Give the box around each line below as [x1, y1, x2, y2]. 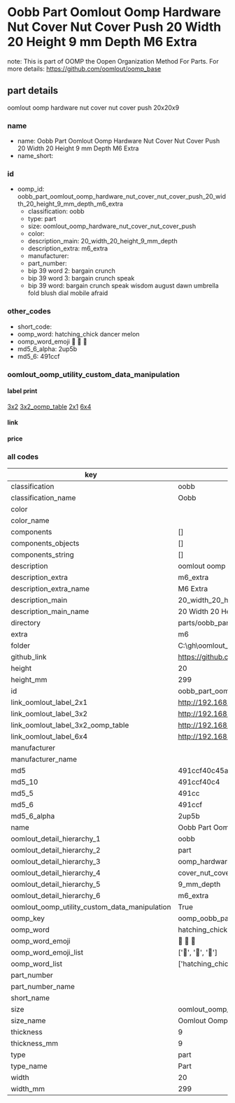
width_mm [10, 1084, 45, 1094]
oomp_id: [17, 185, 45, 193]
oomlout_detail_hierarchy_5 [10, 879, 101, 889]
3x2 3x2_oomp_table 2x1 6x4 [7, 402, 92, 411]
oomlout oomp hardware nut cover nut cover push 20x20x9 [7, 103, 180, 112]
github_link [10, 652, 47, 662]
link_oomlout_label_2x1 [10, 697, 88, 707]
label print [7, 387, 38, 395]
